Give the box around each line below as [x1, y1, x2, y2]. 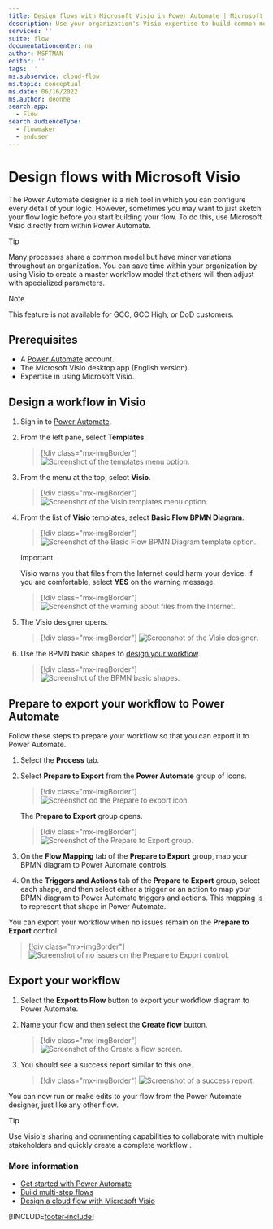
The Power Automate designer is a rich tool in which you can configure [8, 194, 246, 204]
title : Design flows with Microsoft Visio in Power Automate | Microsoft [8, 11, 264, 20]
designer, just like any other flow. [8, 1100, 119, 1110]
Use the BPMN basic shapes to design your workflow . [19, 649, 201, 659]
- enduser [15, 132, 49, 141]
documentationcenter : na [8, 42, 93, 50]
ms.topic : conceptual [8, 80, 82, 88]
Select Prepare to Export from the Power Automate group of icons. [19, 771, 247, 781]
